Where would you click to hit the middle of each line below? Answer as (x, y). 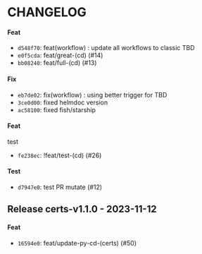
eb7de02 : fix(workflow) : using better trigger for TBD (92, 95)
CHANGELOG (47, 12)
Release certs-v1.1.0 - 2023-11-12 (82, 209)
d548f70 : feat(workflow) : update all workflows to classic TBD (106, 48)
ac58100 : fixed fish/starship (57, 109)
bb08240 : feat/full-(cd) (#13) (57, 63)
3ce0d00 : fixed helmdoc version (62, 102)
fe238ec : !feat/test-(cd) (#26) (59, 155)
